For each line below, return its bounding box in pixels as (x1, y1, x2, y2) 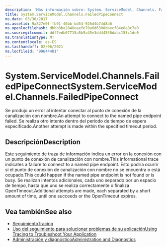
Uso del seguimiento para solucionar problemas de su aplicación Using (12, 226, 158, 232)
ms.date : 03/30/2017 (5, 16, 48, 21)
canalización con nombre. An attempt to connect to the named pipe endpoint (5, 113, 162, 119)
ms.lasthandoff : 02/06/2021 (5, 44, 64, 49)
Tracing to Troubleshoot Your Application (12, 231, 97, 237)
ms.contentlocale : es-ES (5, 40, 57, 45)
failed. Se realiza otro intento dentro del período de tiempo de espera (5, 118, 147, 124)
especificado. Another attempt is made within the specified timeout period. (5, 123, 158, 129)
